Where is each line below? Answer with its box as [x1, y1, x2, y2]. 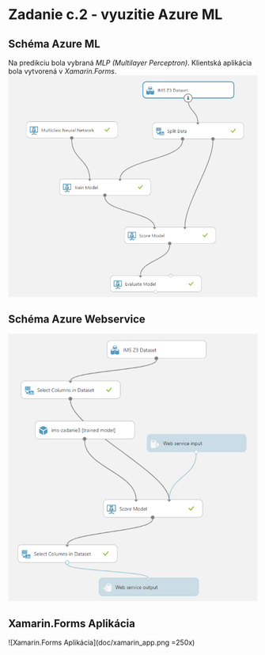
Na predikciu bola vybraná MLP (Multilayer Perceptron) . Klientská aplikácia [8, 58, 252, 67]
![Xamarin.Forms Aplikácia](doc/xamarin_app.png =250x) [8, 638, 195, 647]
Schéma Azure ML [8, 37, 100, 51]
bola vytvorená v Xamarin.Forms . [8, 67, 117, 76]
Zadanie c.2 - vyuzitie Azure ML [8, 6, 223, 24]
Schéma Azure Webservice [8, 312, 146, 326]
